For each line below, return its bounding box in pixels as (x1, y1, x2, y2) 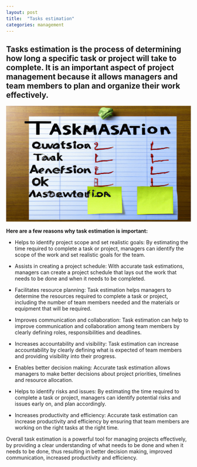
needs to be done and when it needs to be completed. (14, 275, 145, 282)
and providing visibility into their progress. (14, 352, 117, 360)
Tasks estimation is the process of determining (6, 44, 182, 54)
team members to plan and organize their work (6, 81, 181, 91)
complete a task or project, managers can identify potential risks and (14, 394, 181, 401)
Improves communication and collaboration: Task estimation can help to (14, 316, 189, 323)
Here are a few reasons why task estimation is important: (6, 227, 148, 234)
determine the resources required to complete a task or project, (14, 292, 168, 299)
